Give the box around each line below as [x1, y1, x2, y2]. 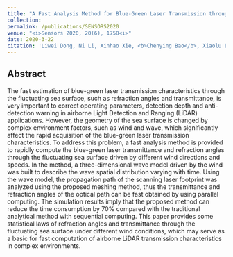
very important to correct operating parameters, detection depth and [7, 101, 203, 110]
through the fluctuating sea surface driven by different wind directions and [7, 153, 221, 161]
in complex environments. [7, 241, 81, 250]
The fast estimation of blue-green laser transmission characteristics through [7, 86, 225, 94]
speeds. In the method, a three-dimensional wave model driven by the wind [7, 160, 223, 169]
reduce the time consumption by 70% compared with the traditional [7, 204, 200, 213]
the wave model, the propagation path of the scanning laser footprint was [7, 175, 218, 183]
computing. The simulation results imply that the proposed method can [7, 197, 210, 206]
